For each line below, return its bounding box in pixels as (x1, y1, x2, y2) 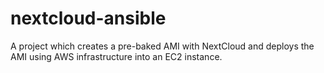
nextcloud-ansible (10, 7, 167, 30)
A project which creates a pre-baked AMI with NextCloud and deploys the (10, 40, 315, 52)
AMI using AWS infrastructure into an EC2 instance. (10, 50, 223, 62)
